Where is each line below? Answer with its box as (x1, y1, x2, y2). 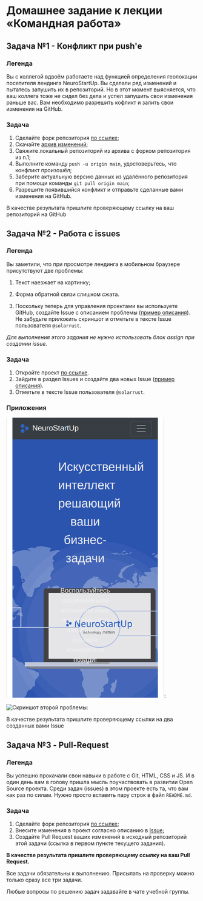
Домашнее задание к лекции (6, 4, 162, 18)
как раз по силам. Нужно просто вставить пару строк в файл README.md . (6, 791, 193, 799)
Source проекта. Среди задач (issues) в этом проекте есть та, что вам (6, 785, 189, 792)
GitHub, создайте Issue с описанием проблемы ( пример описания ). (15, 309, 191, 316)
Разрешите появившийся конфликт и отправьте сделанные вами (15, 186, 184, 194)
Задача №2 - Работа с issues (6, 228, 121, 239)
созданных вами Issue (6, 722, 64, 729)
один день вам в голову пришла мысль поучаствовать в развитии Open (6, 779, 193, 786)
